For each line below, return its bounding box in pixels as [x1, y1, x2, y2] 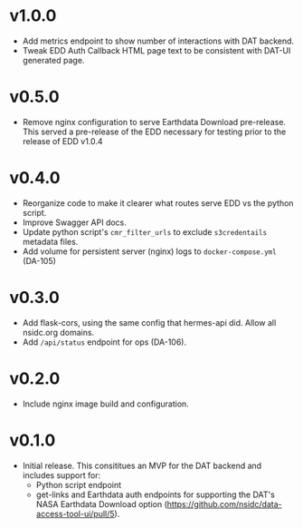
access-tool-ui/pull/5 [35, 508, 115, 519]
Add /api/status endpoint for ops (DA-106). [22, 337, 187, 347]
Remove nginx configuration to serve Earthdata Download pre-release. [22, 116, 287, 127]
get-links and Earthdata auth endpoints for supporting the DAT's [35, 489, 276, 500]
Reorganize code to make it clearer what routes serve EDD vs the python [22, 197, 294, 209]
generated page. [22, 54, 85, 65]
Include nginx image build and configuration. [22, 398, 190, 409]
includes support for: [22, 469, 101, 481]
